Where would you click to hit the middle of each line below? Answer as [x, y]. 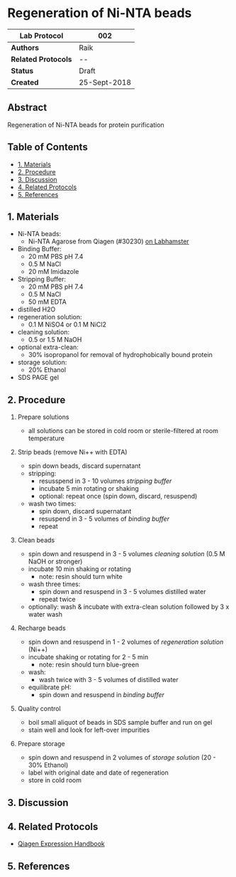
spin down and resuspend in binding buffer [102, 695]
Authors [25, 48]
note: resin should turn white [80, 577]
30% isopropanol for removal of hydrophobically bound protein [120, 355]
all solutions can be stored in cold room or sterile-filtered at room [123, 431]
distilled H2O [36, 309]
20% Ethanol [47, 370]
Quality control [39, 708]
